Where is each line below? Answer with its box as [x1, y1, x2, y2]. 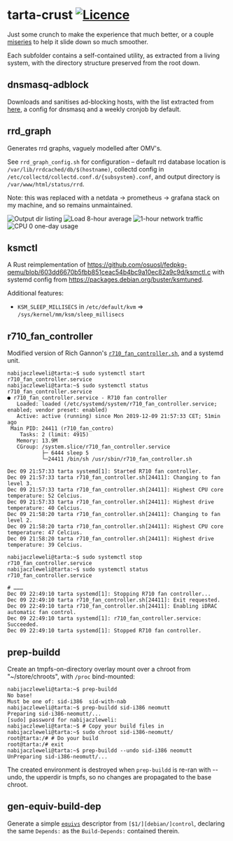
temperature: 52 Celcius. [7, 492, 83, 500]
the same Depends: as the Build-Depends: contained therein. [7, 826, 180, 835]
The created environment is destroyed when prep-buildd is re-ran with [7, 765, 211, 774]
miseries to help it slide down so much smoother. [7, 37, 149, 46]
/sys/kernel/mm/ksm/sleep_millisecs [17, 312, 125, 319]
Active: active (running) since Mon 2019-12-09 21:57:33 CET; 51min [16, 413, 220, 420]
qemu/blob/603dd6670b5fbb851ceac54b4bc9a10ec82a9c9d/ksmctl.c [7, 268, 211, 277]
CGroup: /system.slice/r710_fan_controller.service [16, 443, 171, 451]
